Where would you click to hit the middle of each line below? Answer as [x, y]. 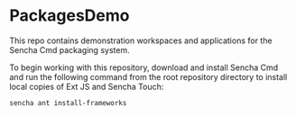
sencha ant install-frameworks [68, 103]
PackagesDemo [69, 16]
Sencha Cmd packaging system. [69, 49]
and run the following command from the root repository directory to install [148, 76]
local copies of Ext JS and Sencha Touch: [87, 86]
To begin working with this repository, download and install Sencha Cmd [144, 67]
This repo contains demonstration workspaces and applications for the [141, 40]
